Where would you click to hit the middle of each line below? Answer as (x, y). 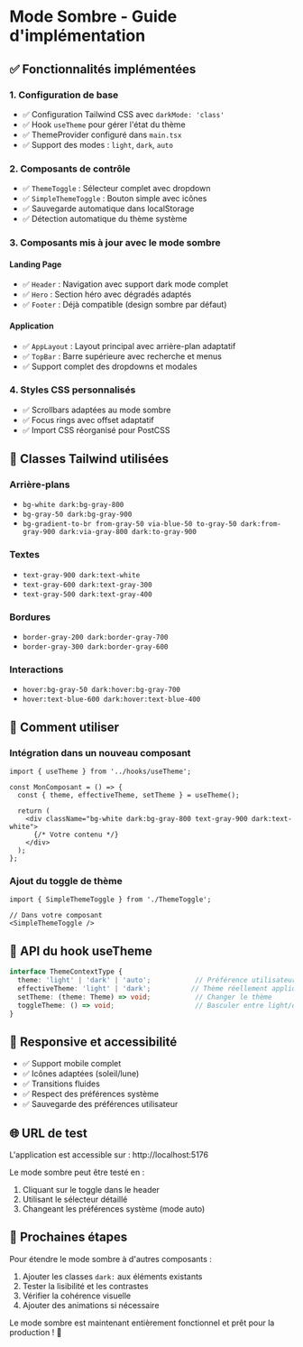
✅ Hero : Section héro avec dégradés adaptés (107, 294)
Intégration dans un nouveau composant (100, 752)
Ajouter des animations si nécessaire (91, 1305)
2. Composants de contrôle (70, 169)
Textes (25, 555)
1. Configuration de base (64, 95)
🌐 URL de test (48, 1133)
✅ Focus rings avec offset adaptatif (88, 420)
